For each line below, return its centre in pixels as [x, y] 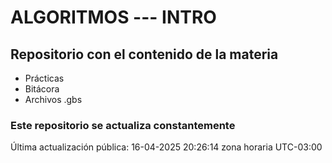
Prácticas [44, 78]
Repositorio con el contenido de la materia [144, 54]
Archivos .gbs [53, 99]
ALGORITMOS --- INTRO [113, 17]
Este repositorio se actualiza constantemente [123, 125]
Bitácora [42, 89]
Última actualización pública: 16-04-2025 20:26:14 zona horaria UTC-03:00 [166, 147]
